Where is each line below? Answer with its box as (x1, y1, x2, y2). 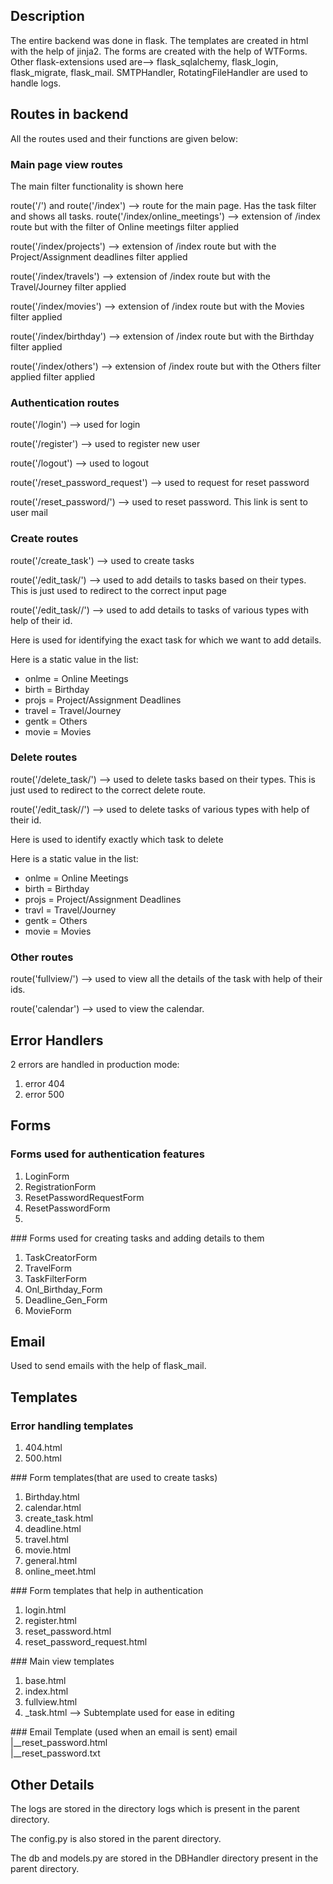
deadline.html (24, 1523, 82, 1535)
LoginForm (24, 1170, 70, 1182)
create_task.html (24, 1512, 94, 1524)
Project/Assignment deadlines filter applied (10, 250, 188, 263)
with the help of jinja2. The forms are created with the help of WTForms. (10, 45, 308, 57)
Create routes (10, 532, 79, 546)
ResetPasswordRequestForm (24, 1191, 145, 1203)
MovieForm (24, 1304, 72, 1316)
